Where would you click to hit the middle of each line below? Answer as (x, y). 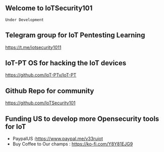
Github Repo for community (50, 91)
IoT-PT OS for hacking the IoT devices (66, 63)
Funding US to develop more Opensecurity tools (82, 119)
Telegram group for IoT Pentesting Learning (75, 35)
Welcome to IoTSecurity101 (49, 8)
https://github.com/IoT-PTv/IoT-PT (41, 75)
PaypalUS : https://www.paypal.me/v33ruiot (58, 139)
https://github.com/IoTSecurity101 (40, 103)
